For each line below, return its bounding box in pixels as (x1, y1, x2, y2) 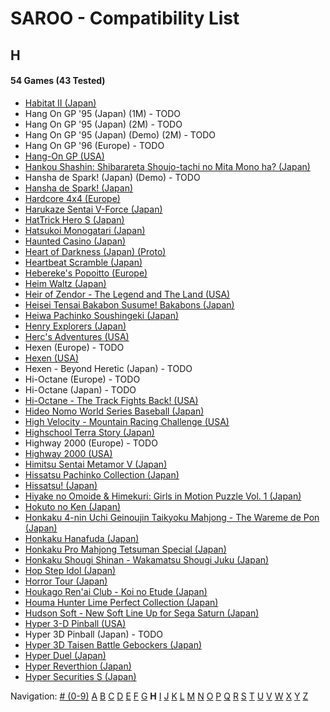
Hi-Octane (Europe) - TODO (24, 373, 141, 385)
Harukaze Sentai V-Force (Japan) (24, 203, 163, 215)
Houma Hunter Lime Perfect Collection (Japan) (24, 596, 219, 608)
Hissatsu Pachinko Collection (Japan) (24, 468, 180, 481)
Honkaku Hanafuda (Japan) (24, 532, 140, 544)
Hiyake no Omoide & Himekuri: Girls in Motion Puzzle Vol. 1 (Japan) (24, 490, 302, 502)
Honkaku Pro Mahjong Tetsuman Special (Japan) (24, 543, 227, 555)
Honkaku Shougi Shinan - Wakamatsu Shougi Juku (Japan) (24, 553, 270, 566)
